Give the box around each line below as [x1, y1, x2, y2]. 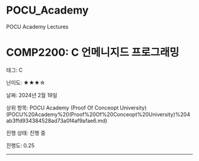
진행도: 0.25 [6, 141, 34, 149]
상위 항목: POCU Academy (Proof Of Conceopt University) [6, 104, 147, 111]
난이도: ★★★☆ [6, 79, 46, 86]
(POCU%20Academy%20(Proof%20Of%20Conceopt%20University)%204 [6, 111, 191, 118]
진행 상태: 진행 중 [6, 129, 46, 136]
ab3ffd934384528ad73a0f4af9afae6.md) [6, 117, 108, 124]
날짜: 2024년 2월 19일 [6, 91, 57, 98]
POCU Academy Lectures [6, 23, 69, 30]
